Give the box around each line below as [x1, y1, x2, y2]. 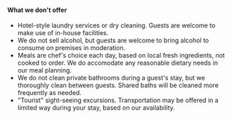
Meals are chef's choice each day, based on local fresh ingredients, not [17, 51, 225, 60]
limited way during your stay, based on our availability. [17, 104, 176, 112]
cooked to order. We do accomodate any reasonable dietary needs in [17, 58, 218, 67]
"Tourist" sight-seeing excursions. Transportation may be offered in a [17, 96, 219, 105]
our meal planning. [17, 66, 72, 75]
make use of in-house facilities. [17, 29, 109, 37]
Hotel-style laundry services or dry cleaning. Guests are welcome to [17, 21, 216, 30]
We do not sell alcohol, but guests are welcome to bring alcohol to [17, 36, 210, 45]
